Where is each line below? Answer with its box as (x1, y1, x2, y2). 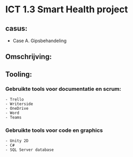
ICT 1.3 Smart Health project (5, 4, 128, 15)
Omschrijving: (5, 52, 52, 61)
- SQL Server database (5, 147, 54, 152)
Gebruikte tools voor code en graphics (5, 127, 103, 134)
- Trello (5, 97, 24, 102)
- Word (5, 110, 20, 116)
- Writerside (5, 102, 33, 107)
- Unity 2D (5, 139, 29, 144)
